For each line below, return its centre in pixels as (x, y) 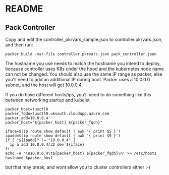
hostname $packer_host (29, 158)
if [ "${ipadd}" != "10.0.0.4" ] (40, 140)
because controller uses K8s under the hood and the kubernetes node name (84, 69)
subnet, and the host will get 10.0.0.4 (43, 85)
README (24, 9)
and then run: (19, 45)
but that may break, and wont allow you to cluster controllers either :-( (78, 167)
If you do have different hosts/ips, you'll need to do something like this (78, 95)
